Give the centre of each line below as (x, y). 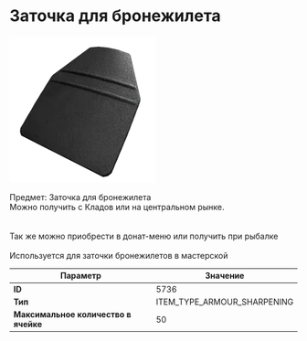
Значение (225, 276)
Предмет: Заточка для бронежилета (80, 197)
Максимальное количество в (72, 314)
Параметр (81, 276)
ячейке (28, 325)
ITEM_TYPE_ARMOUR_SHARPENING (225, 302)
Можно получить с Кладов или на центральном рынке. (117, 207)
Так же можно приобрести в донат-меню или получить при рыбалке (144, 236)
